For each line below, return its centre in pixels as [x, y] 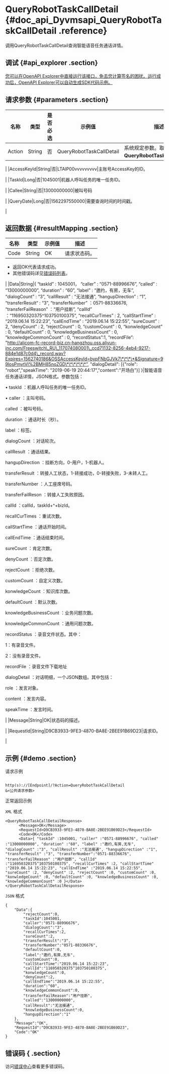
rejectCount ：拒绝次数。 [31, 570]
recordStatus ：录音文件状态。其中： [44, 634]
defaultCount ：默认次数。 [33, 602]
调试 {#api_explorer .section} [52, 63]
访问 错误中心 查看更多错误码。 [36, 1066]
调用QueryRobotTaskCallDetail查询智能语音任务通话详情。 [65, 45]
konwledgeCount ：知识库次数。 [39, 591]
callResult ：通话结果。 [29, 452]
